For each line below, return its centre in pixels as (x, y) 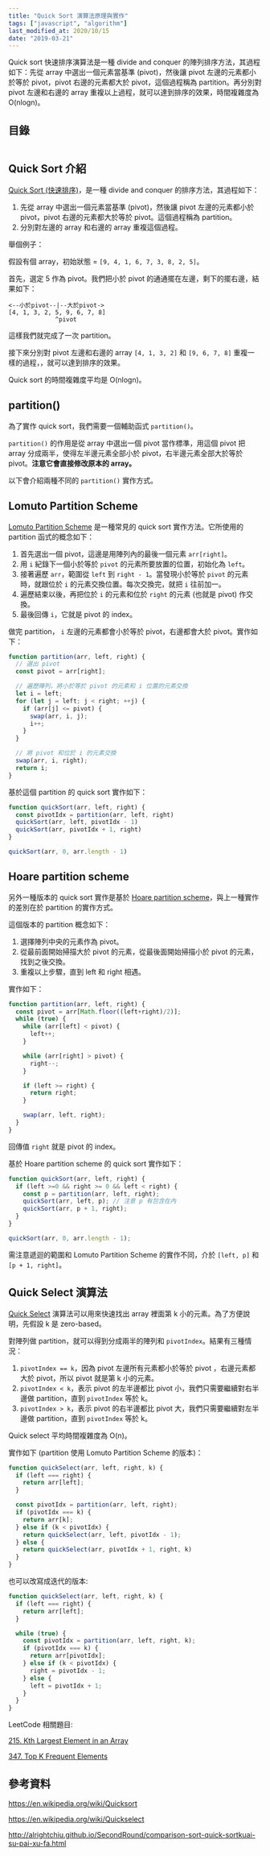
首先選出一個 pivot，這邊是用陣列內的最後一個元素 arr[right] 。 (125, 553)
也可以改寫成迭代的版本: (48, 1581)
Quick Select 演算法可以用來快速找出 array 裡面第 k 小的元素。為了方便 (126, 1313)
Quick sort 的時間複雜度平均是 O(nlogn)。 (77, 379)
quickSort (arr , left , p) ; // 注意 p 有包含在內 (100, 1201)
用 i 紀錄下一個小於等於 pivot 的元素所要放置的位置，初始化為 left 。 (135, 564)
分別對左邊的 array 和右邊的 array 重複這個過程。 (101, 227)
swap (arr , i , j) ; (59, 716)
